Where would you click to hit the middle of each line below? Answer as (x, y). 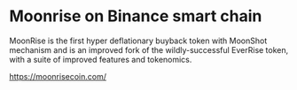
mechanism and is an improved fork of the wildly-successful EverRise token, (149, 49)
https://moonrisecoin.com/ (58, 76)
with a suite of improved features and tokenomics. (101, 59)
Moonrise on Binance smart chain (136, 16)
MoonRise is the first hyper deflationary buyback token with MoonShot (138, 41)
